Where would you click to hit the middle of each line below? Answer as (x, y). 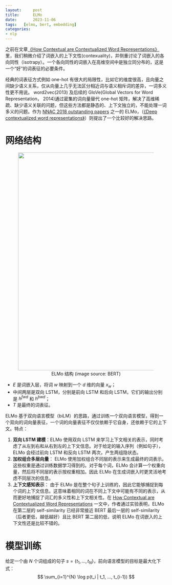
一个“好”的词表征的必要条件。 (37, 68)
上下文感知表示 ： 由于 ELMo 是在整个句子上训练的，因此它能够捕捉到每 (88, 485)
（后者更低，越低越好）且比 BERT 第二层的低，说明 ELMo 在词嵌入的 (85, 517)
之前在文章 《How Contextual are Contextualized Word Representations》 (82, 49)
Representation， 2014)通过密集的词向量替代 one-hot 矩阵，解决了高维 (80, 99)
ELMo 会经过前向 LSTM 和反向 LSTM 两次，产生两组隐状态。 (77, 452)
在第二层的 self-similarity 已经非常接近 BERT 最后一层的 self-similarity (86, 510)
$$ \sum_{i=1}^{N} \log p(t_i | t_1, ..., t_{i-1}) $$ (86, 577)
